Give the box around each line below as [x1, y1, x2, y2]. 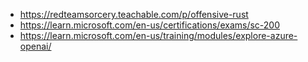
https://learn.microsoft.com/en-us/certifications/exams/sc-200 [19, 19, 281, 31]
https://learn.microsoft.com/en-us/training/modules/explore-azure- [19, 30, 298, 41]
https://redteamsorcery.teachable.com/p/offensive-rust [19, 9, 249, 20]
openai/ [19, 40, 52, 52]
